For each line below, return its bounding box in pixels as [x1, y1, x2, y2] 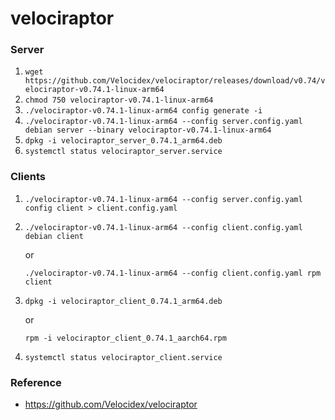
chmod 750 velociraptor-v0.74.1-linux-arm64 [24, 95, 214, 106]
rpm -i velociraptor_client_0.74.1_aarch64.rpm [24, 333, 227, 343]
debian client [24, 231, 84, 241]
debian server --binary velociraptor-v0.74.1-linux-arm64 [24, 125, 272, 136]
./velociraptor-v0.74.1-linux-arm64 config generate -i [24, 106, 263, 116]
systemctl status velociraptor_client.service [24, 352, 223, 362]
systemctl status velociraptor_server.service [24, 147, 223, 157]
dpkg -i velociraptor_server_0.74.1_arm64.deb [24, 136, 223, 146]
